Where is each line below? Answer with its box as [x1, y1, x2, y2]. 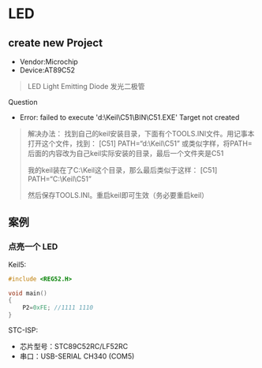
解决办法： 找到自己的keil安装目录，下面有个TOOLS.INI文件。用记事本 [27, 129, 255, 138]
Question [8, 98, 38, 106]
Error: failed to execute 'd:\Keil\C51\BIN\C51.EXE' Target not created [19, 113, 240, 122]
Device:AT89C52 [19, 65, 76, 75]
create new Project [8, 36, 103, 50]
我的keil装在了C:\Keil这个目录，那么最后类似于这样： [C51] [27, 165, 218, 174]
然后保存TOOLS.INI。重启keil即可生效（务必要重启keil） [27, 191, 209, 199]
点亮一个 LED [8, 241, 58, 252]
